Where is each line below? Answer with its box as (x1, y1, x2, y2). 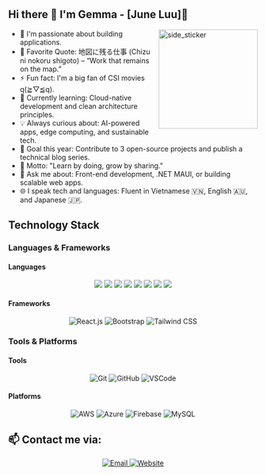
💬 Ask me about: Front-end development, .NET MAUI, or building (19, 169, 231, 178)
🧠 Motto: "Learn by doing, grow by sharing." (19, 160, 164, 170)
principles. (19, 109, 55, 119)
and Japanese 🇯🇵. (19, 195, 83, 205)
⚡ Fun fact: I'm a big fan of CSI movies (19, 73, 145, 82)
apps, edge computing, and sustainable (19, 127, 149, 136)
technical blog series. (19, 152, 90, 162)
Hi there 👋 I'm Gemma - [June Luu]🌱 (8, 8, 188, 21)
